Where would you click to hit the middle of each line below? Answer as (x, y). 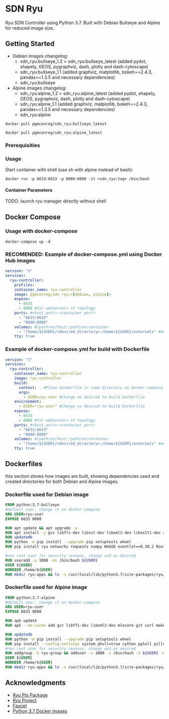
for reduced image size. (30, 28)
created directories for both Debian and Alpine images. (62, 481)
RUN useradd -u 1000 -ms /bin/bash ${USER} (52, 560)
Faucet (20, 705)
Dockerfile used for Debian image (47, 494)
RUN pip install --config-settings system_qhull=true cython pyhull (78, 644)
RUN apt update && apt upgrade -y (41, 528)
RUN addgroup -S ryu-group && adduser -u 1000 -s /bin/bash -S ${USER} (82, 653)
